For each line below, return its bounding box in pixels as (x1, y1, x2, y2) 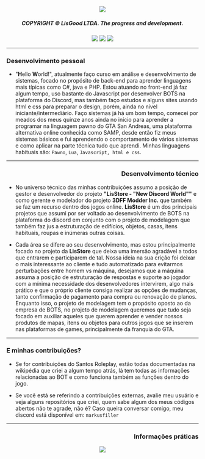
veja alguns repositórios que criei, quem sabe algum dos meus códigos (15, 398, 195, 405)
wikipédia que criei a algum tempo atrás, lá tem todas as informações (15, 367, 190, 374)
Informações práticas (134, 432, 199, 441)
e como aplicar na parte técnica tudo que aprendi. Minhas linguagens (15, 142, 190, 149)
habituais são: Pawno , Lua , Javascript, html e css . (15, 149, 142, 156)
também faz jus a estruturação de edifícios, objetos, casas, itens (15, 222, 178, 229)
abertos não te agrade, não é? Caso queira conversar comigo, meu (15, 405, 184, 412)
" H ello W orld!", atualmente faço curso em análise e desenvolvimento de (15, 70, 196, 78)
